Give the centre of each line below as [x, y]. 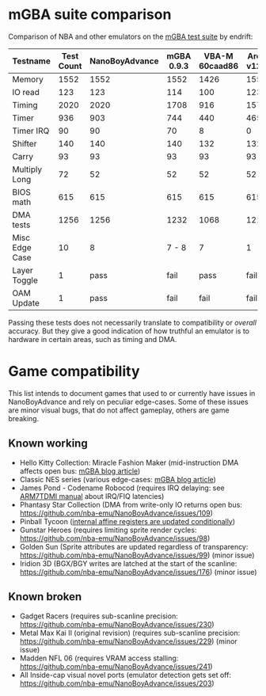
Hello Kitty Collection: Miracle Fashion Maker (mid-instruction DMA [129, 462]
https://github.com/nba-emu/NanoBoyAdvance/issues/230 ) [117, 624]
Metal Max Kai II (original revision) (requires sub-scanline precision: [130, 633]
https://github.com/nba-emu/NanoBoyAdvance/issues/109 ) [116, 513]
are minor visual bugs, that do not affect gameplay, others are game [119, 410]
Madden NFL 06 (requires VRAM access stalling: [99, 658]
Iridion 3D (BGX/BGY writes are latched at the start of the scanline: [128, 563]
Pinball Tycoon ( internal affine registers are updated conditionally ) [127, 521]
